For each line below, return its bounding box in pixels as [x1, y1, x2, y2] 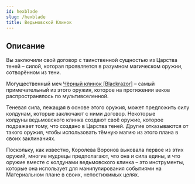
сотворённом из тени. [6, 69, 61, 76]
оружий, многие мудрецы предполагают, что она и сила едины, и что [6, 152, 180, 159]
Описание [6, 41, 45, 51]
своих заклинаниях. [6, 135, 56, 142]
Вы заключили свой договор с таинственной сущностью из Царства [6, 57, 177, 64]
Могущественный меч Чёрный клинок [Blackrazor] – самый [6, 80, 155, 88]
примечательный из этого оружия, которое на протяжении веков [6, 86, 170, 93]
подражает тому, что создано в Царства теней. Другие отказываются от [6, 123, 189, 130]
